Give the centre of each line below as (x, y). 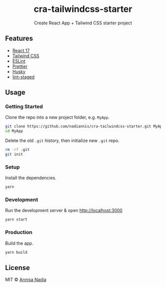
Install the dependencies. (31, 178)
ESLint (19, 61)
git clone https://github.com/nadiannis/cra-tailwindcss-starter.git (78, 127)
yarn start (16, 219)
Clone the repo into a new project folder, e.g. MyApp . (57, 117)
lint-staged (23, 77)
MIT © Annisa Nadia (26, 280)
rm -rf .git (17, 150)
